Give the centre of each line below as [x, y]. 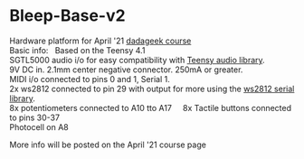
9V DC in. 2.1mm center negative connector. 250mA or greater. [126, 70]
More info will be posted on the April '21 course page [108, 145]
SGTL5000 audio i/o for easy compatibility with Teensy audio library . [137, 60]
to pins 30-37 [35, 117]
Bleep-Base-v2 [67, 16]
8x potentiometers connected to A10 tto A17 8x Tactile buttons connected [151, 108]
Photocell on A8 [39, 126]
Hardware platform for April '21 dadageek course [100, 41]
